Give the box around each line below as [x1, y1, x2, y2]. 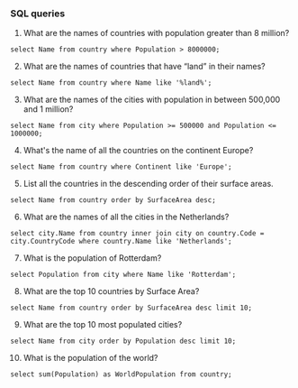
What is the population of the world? [23, 353, 158, 364]
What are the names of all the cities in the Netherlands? [23, 211, 230, 223]
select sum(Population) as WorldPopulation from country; [10, 370, 232, 379]
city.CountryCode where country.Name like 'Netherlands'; [10, 237, 232, 246]
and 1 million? [23, 104, 74, 115]
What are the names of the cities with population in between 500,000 [23, 94, 281, 106]
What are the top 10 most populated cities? [23, 319, 183, 330]
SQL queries [10, 7, 66, 20]
